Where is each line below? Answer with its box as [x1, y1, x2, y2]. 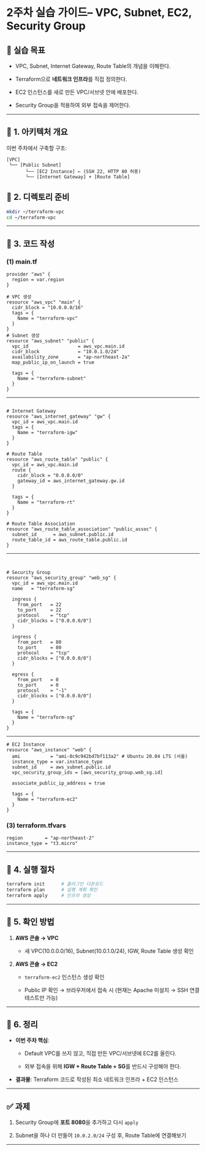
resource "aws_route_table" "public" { [6, 456, 109, 463]
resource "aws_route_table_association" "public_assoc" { [6, 526, 158, 532]
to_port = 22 [17, 607, 62, 613]
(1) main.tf [6, 257, 38, 266]
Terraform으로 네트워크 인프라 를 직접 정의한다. [15, 75, 128, 83]
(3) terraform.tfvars [6, 821, 66, 830]
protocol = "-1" [17, 687, 67, 694]
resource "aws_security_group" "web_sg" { [6, 575, 116, 581]
